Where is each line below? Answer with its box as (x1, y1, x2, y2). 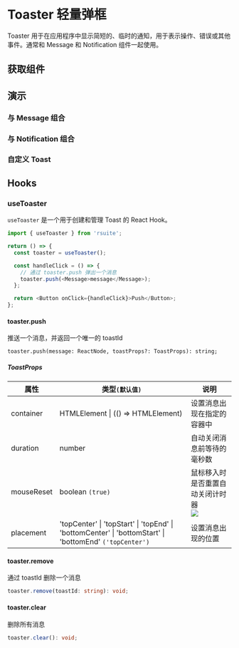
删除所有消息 (7, 619, 45, 628)
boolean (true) (59, 487, 111, 497)
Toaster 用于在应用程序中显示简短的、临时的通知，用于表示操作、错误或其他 (7, 31, 231, 40)
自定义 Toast (7, 155, 51, 165)
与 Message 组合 (7, 113, 65, 123)
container (11, 408, 43, 418)
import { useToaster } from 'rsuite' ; (7, 230, 122, 237)
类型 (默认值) (102, 384, 142, 394)
